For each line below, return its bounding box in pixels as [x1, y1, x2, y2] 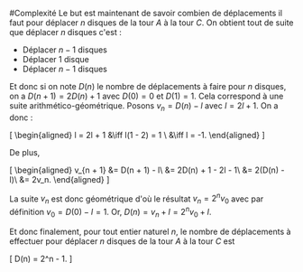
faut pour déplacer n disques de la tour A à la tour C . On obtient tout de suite [9, 17, 295, 28]
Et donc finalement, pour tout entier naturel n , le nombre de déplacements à [9, 226, 291, 237]
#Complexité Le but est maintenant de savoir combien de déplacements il [9, 8, 282, 18]
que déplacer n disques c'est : [9, 27, 122, 37]
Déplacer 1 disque [22, 54, 90, 64]
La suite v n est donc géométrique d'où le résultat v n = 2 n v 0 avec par [9, 192, 264, 206]
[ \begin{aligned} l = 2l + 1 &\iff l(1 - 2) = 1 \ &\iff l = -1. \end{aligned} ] [9, 129, 266, 140]
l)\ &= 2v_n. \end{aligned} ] [9, 174, 110, 184]
